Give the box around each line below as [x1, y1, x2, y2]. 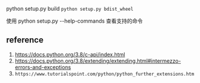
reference [6, 35, 44, 45]
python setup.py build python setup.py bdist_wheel [6, 5, 134, 12]
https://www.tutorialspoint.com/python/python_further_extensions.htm [14, 71, 195, 77]
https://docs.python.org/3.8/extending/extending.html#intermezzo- [14, 57, 181, 64]
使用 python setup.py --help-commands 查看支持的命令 [6, 17, 143, 24]
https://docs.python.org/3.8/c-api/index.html [14, 51, 125, 58]
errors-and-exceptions [14, 63, 72, 70]
